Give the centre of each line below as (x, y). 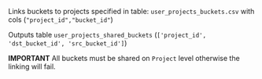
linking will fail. (32, 66)
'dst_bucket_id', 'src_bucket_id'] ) (68, 43)
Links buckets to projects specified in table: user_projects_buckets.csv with (131, 11)
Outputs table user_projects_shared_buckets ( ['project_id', (107, 35)
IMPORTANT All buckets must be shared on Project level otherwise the (124, 58)
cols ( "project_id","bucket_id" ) (61, 20)
